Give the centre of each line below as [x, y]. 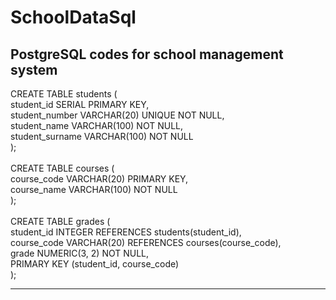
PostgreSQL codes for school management [147, 54]
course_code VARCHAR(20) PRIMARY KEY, [99, 179]
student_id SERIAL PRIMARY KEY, [80, 104]
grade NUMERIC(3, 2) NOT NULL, [80, 253]
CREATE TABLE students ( [64, 94]
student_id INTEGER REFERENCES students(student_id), [126, 232]
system [34, 69]
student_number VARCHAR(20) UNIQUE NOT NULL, [117, 115]
